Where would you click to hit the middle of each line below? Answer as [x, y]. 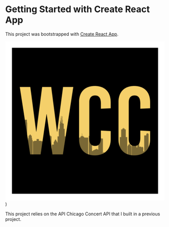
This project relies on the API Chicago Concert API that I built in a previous [83, 214]
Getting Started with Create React [78, 9]
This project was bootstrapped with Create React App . [62, 34]
